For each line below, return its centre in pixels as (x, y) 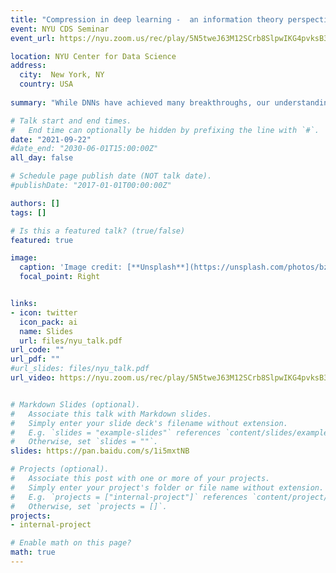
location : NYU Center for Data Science (93, 56)
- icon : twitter (44, 312)
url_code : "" (37, 350)
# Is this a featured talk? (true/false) (98, 231)
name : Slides (46, 331)
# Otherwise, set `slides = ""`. (84, 442)
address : (28, 66)
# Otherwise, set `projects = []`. (89, 506)
